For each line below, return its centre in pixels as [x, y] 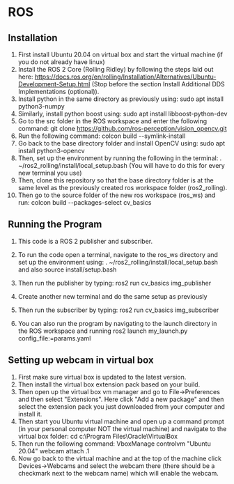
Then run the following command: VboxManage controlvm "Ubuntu [114, 444]
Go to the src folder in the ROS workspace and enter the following [112, 121]
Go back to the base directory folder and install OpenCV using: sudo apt [122, 143]
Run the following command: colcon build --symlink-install [102, 136]
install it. [30, 414]
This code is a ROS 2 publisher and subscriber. [85, 241]
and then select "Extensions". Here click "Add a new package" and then [121, 399]
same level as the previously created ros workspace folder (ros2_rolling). [123, 188]
